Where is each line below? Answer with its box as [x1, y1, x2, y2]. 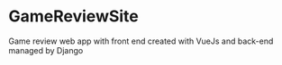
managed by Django [8, 45, 84, 55]
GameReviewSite [8, 6, 139, 27]
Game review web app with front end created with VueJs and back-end [8, 36, 274, 46]
